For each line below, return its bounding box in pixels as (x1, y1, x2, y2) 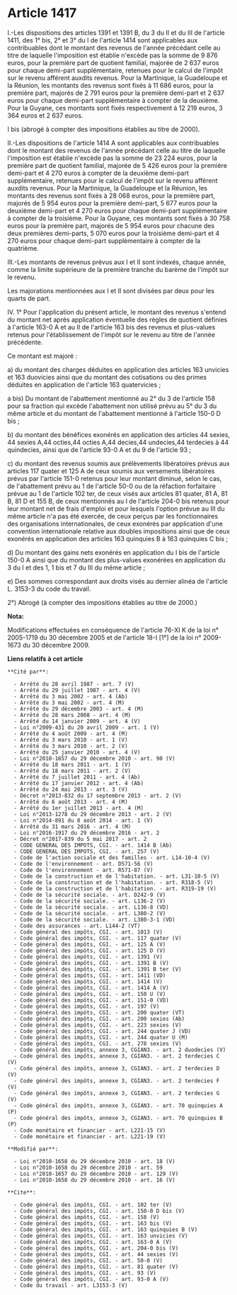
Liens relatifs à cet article (7, 654, 83, 663)
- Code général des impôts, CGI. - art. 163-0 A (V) (13, 1238, 173, 1245)
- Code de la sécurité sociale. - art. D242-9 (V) (13, 891, 166, 898)
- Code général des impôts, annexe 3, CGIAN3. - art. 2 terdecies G (13, 1090, 220, 1097)
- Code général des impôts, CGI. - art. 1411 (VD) (13, 972, 166, 979)
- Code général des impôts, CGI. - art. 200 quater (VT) (13, 1009, 185, 1016)
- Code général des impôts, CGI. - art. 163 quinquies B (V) (13, 1226, 198, 1233)
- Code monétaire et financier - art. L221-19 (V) (13, 1133, 166, 1140)
